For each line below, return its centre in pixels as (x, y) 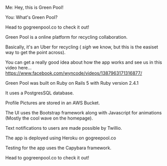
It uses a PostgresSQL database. (40, 93)
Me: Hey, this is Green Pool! (34, 7)
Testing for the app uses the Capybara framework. (58, 148)
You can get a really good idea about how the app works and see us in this (84, 62)
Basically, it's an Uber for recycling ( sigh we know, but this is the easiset (82, 47)
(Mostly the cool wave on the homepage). (49, 118)
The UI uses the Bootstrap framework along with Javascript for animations (83, 113)
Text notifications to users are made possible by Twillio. (64, 128)
